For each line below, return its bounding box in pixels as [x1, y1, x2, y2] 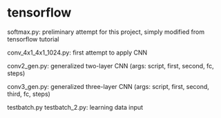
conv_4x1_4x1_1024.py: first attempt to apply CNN [7, 48, 148, 57]
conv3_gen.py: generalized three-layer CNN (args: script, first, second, [7, 82, 209, 90]
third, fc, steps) [7, 90, 50, 98]
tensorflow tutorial [7, 35, 60, 43]
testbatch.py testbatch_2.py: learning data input [7, 103, 144, 111]
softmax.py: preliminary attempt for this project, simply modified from [7, 28, 205, 36]
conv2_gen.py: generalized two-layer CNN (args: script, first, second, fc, [7, 61, 214, 70]
